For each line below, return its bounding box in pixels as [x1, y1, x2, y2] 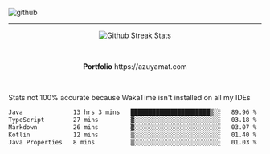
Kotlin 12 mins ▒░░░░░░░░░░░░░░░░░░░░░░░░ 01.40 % [8, 131, 257, 139]
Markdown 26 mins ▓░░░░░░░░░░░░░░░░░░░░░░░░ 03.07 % [8, 123, 257, 132]
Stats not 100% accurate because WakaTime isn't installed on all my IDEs [8, 93, 251, 102]
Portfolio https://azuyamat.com [83, 62, 187, 71]
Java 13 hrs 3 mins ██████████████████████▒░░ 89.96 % [8, 108, 257, 116]
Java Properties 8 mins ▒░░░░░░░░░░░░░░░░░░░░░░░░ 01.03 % [8, 138, 257, 146]
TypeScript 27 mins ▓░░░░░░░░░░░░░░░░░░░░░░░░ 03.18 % [8, 115, 257, 124]
